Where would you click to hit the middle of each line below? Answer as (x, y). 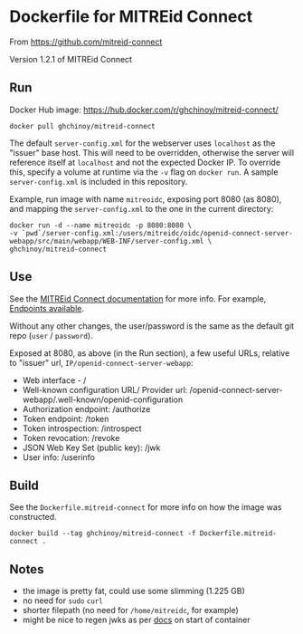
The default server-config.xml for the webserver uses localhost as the (142, 143)
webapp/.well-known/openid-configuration (103, 399)
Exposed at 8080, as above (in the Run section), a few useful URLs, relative (150, 353)
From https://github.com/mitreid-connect (86, 42)
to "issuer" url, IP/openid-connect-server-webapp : (101, 362)
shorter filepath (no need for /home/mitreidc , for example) (131, 610)
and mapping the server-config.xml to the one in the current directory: (142, 208)
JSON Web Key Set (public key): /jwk (91, 447)
